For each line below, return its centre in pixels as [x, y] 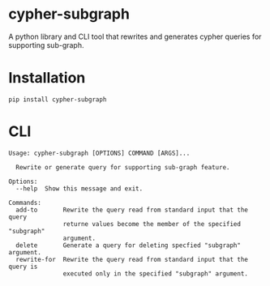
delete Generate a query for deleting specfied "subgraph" [129, 245]
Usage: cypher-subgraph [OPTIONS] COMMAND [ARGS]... [99, 153]
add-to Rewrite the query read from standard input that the [132, 210]
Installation [47, 78]
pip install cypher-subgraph [58, 99]
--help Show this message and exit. [79, 188]
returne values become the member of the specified [152, 224]
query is [23, 267]
